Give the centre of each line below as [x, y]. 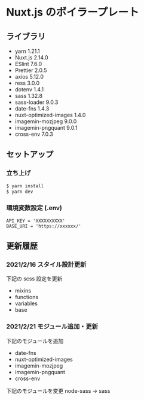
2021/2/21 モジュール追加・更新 [52, 327]
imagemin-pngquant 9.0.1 [46, 128]
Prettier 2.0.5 [31, 70]
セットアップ [30, 155]
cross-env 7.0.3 [34, 134]
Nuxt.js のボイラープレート [73, 12]
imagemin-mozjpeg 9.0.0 [46, 121]
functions [27, 297]
